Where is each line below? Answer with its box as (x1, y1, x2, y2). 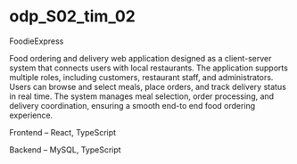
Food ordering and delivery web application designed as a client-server (9, 53, 272, 63)
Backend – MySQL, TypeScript (9, 144, 122, 155)
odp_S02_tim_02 (9, 6, 136, 27)
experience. (9, 110, 54, 120)
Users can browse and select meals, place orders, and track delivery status (9, 81, 287, 92)
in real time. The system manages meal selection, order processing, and (9, 91, 275, 102)
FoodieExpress (9, 36, 64, 46)
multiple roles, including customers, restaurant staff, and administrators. (9, 71, 274, 82)
